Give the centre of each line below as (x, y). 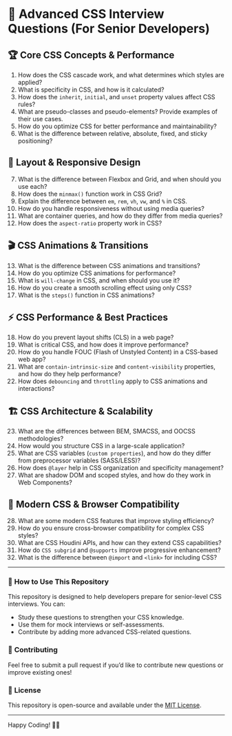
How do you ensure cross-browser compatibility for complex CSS (111, 528)
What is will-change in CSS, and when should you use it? (99, 280)
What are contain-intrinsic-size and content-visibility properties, (116, 367)
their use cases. (41, 119)
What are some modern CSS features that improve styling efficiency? (116, 521)
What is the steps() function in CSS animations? (86, 295)
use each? (32, 186)
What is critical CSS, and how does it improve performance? (103, 345)
